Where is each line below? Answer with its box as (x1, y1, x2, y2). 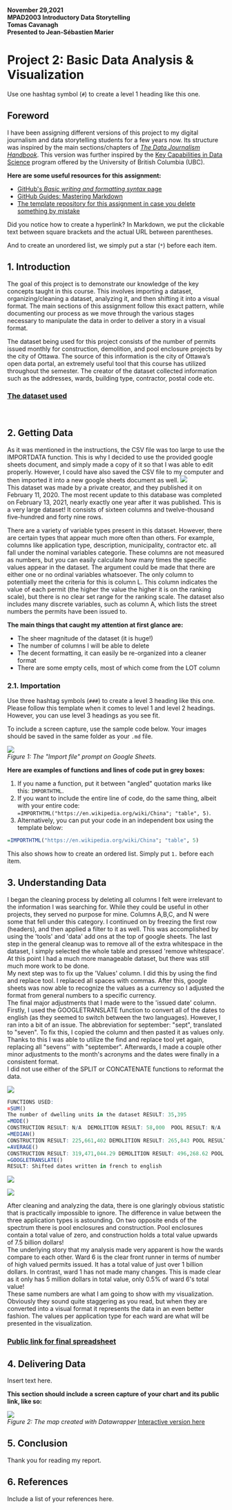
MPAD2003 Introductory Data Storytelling (7, 13, 130, 21)
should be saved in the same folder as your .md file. (7, 731, 153, 740)
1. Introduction (7, 261, 70, 273)
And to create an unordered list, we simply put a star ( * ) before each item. (7, 241, 217, 249)
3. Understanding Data (7, 877, 107, 889)
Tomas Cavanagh (7, 21, 59, 28)
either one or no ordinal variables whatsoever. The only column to (7, 570, 194, 578)
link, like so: (7, 1397, 43, 1406)
